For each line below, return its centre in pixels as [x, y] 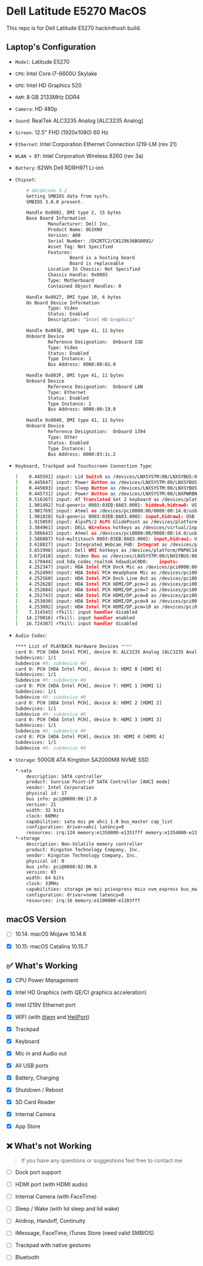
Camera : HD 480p [36, 109]
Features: [60, 252]
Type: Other [63, 437]
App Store [28, 1126]
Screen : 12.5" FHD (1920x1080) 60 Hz [62, 132]
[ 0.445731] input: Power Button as [65, 494]
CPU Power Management [47, 980]
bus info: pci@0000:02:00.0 [62, 866]
